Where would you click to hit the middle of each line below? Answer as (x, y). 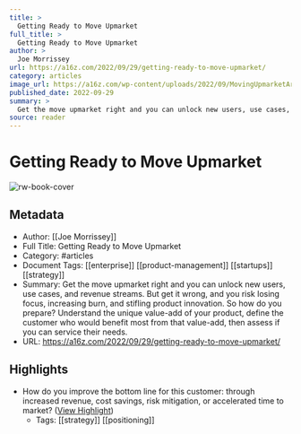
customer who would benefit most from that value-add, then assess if (151, 322)
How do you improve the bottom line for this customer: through (138, 391)
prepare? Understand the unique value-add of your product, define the (153, 312)
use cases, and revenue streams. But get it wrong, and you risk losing (151, 293)
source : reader (38, 117)
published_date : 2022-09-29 (62, 92)
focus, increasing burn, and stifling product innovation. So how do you (152, 303)
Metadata (37, 215)
